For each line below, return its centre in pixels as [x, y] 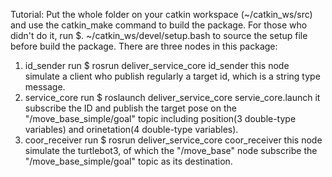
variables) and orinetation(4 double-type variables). [131, 129]
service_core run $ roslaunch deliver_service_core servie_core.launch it [172, 97]
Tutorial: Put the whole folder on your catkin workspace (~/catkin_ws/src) [161, 14]
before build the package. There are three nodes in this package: [144, 46]
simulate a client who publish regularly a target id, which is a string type [172, 76]
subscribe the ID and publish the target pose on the [130, 108]
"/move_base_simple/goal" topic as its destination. [128, 161]
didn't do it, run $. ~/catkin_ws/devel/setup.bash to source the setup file [159, 35]
